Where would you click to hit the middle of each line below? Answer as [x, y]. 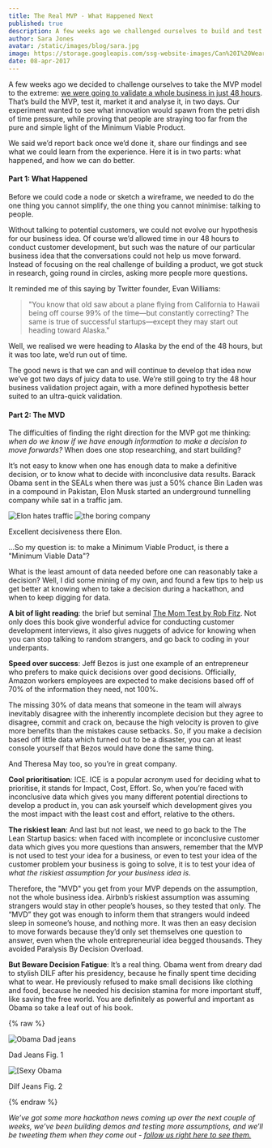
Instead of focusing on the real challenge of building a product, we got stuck [136, 264]
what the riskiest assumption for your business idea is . [100, 873]
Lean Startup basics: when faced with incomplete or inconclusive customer [134, 838]
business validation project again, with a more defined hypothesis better [129, 388]
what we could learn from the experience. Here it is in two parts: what [125, 152]
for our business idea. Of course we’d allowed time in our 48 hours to [124, 239]
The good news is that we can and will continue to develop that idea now [130, 371]
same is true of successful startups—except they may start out [133, 322]
